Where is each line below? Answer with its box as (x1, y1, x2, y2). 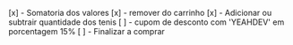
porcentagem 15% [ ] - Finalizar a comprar (8, 26, 165, 36)
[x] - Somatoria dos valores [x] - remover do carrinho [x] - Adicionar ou (8, 8, 272, 18)
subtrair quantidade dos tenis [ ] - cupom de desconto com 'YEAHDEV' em (8, 17, 285, 27)
